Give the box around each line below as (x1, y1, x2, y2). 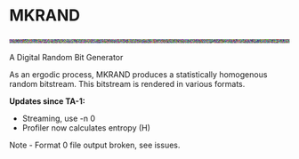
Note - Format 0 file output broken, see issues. (9, 139, 181, 150)
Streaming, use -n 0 (21, 113, 96, 123)
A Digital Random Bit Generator (9, 52, 124, 62)
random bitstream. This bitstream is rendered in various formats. (9, 78, 246, 89)
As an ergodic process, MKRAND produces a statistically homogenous (9, 68, 268, 80)
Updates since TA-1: (9, 95, 86, 107)
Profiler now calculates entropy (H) (21, 122, 151, 133)
